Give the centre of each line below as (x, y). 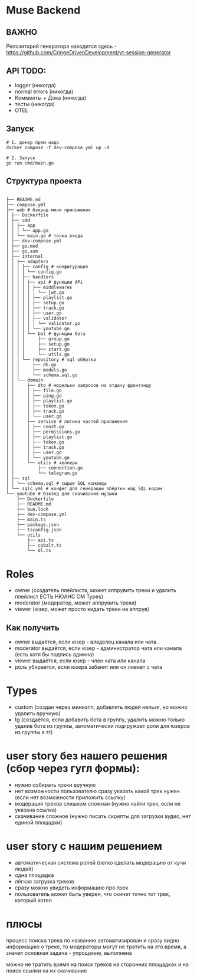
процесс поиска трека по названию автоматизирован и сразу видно (93, 940)
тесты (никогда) (35, 104)
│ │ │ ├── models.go (37, 370)
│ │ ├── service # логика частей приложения (67, 422)
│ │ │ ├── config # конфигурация (47, 267)
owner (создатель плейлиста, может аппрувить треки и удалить (96, 590)
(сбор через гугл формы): (73, 769)
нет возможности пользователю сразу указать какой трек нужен (97, 791)
